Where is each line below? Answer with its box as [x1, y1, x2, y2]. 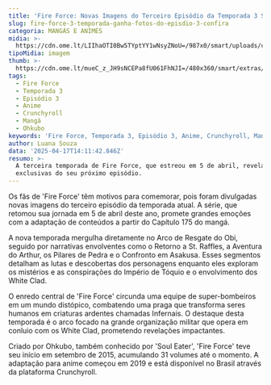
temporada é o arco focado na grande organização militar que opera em [8, 317, 248, 327]
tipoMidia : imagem [8, 49, 70, 57]
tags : [8, 72, 27, 80]
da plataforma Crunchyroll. [8, 367, 98, 376]
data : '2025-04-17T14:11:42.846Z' [8, 147, 125, 155]
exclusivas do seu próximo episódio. [15, 169, 143, 178]
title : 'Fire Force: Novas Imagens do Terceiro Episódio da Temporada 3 [8, 11, 258, 20]
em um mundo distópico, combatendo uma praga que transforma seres [8, 300, 246, 309]
